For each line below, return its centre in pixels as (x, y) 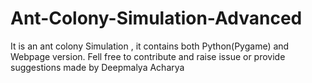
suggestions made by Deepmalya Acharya (97, 67)
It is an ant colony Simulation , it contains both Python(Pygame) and (150, 46)
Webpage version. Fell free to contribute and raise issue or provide (148, 56)
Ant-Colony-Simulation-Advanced (156, 18)
